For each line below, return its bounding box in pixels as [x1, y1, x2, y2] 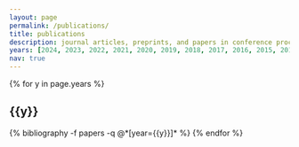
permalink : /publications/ [9, 21, 109, 30]
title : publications [9, 29, 86, 38]
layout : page [9, 12, 58, 22]
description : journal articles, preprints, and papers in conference [9, 37, 273, 47]
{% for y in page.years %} [9, 79, 105, 89]
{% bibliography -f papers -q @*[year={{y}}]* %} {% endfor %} [9, 128, 244, 138]
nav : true [9, 54, 46, 63]
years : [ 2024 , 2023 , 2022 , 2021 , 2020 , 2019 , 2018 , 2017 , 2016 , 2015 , [9, 46, 277, 55]
